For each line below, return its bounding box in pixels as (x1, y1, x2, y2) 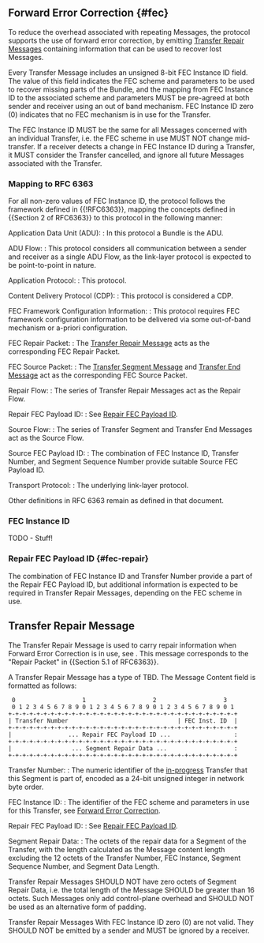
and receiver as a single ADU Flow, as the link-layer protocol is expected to (8, 252, 251, 261)
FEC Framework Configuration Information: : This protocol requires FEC (8, 306, 240, 316)
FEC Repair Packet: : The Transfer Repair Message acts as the (8, 339, 210, 348)
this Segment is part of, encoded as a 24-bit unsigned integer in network (8, 773, 244, 783)
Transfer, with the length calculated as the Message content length (8, 844, 225, 854)
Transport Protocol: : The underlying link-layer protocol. (8, 481, 189, 490)
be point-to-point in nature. (8, 261, 97, 270)
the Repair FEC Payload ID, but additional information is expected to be (8, 580, 239, 589)
